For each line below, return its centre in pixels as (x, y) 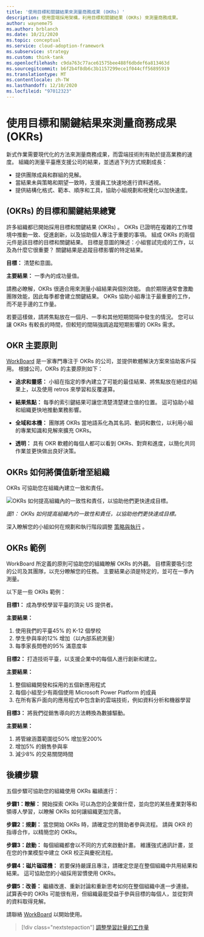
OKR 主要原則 (32, 346)
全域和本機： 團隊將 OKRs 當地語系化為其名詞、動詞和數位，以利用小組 (104, 423)
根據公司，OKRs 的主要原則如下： (60, 369)
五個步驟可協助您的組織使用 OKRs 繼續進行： (63, 791)
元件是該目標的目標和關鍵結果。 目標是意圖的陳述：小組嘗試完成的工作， (97, 242)
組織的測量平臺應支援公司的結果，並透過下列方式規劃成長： (93, 161)
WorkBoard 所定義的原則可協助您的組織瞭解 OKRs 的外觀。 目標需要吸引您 (100, 564)
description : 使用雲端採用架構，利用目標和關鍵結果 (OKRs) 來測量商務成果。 (93, 18)
